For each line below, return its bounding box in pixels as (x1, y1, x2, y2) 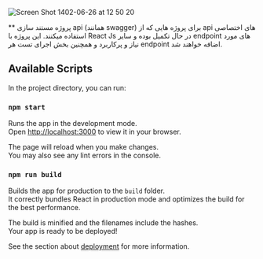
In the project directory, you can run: (8, 83, 126, 92)
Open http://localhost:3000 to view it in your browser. (8, 127, 182, 137)
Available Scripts (8, 62, 93, 76)
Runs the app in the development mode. (8, 119, 137, 128)
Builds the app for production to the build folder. (8, 186, 166, 196)
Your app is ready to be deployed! (8, 227, 118, 236)
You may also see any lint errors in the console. (8, 150, 161, 161)
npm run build (8, 170, 62, 179)
